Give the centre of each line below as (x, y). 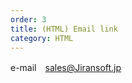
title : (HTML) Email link (64, 29)
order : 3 (28, 19)
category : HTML (42, 38)
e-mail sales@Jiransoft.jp (66, 68)
